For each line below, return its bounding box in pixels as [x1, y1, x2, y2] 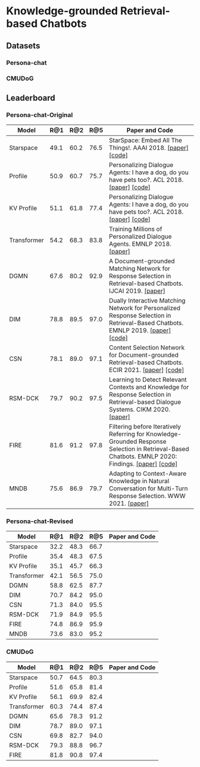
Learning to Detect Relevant [109, 376, 187, 384]
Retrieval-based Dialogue [109, 398, 182, 406]
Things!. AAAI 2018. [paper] [109, 144, 189, 152]
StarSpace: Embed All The [109, 136, 183, 144]
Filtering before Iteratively [109, 422, 182, 431]
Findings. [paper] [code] [109, 460, 178, 468]
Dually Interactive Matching [109, 296, 186, 305]
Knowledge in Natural [109, 477, 170, 485]
